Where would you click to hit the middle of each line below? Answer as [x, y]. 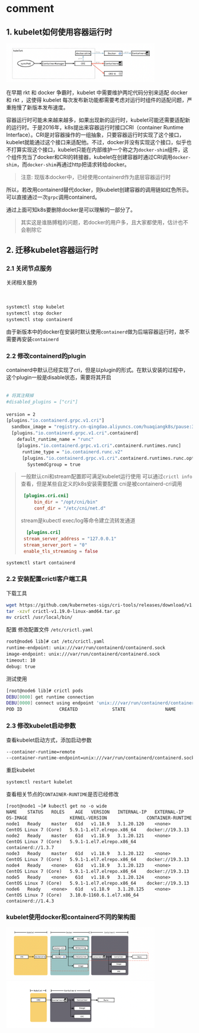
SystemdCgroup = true [54, 465]
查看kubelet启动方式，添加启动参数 [49, 740]
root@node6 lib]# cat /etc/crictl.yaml [55, 642]
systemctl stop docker [34, 313]
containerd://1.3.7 [30, 848]
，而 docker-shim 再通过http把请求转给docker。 [73, 164]
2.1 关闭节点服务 [29, 268]
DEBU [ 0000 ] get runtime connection [50, 697]
